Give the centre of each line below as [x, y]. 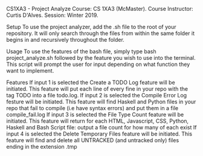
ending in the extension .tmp [42, 147]
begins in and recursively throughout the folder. [66, 40]
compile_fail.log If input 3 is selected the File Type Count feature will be [95, 115]
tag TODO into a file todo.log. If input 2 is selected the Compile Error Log [97, 95]
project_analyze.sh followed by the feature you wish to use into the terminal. [101, 58]
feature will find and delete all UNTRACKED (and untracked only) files [93, 140]
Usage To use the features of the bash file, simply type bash [81, 51]
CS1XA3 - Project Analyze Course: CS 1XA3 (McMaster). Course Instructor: [100, 9]
